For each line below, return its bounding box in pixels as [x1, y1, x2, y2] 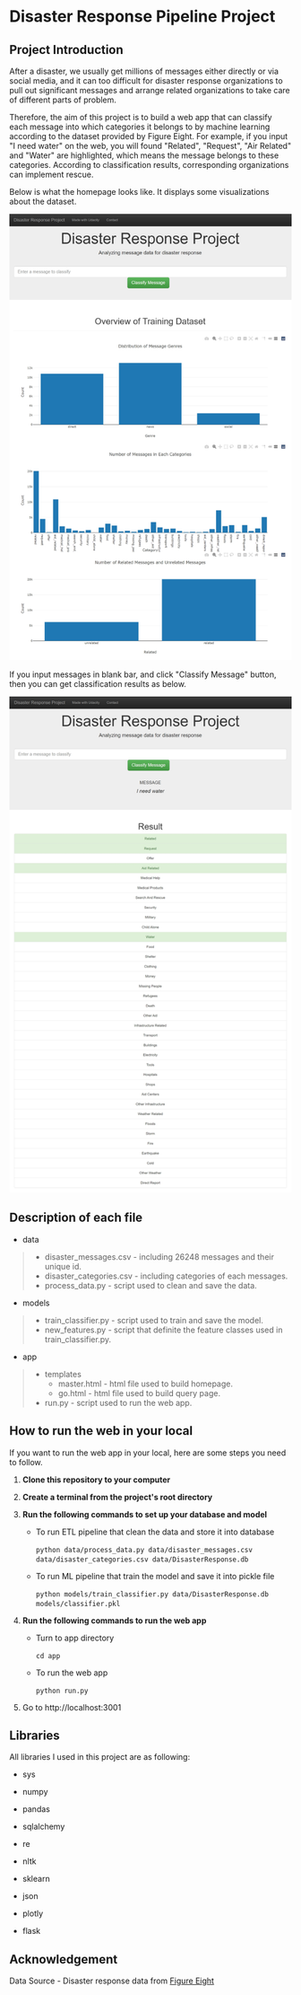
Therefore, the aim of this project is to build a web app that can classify [9, 112, 272, 122]
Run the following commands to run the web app [21, 1614, 207, 1626]
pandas [21, 1804, 51, 1815]
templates [44, 1368, 82, 1379]
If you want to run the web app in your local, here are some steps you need [9, 1447, 287, 1458]
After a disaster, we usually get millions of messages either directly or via [9, 66, 279, 76]
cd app [35, 1651, 61, 1660]
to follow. [9, 1456, 43, 1467]
